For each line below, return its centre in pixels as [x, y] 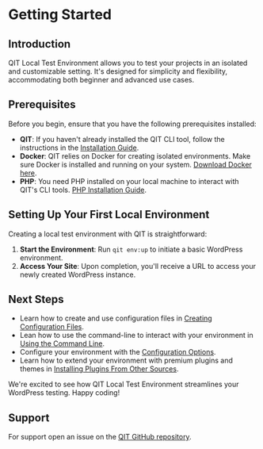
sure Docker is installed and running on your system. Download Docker [135, 164]
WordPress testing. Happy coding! [64, 393]
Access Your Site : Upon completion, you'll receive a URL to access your [137, 266]
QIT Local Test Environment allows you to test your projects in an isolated [128, 63]
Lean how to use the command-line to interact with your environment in [136, 336]
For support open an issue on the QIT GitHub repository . [100, 437]
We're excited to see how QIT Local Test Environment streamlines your [124, 384]
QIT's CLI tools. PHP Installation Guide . [83, 190]
